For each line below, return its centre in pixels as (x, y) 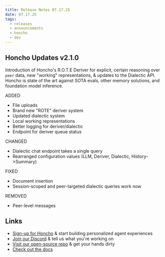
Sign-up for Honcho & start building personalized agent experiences (82, 233)
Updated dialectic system (39, 116)
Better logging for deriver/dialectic (48, 126)
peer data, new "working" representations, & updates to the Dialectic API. (80, 75)
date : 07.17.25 (21, 14)
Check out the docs (33, 249)
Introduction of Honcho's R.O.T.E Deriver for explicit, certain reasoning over (83, 70)
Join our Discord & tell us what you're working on (63, 239)
